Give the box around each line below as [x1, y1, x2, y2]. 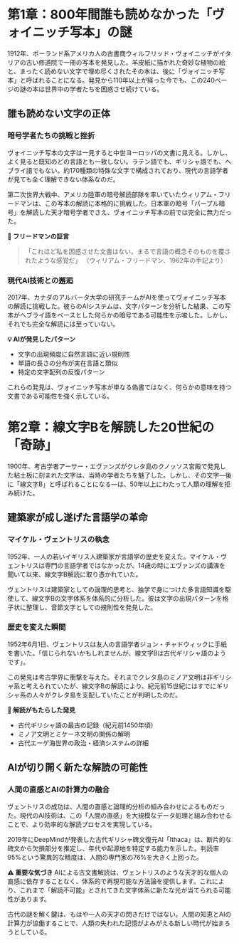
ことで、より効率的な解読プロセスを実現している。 [7, 820, 156, 828]
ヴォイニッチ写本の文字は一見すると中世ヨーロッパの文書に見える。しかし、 [7, 148, 232, 157]
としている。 [13, 927, 51, 936]
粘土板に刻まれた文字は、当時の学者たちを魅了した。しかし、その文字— [13, 470, 225, 479]
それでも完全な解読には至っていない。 [7, 320, 119, 328]
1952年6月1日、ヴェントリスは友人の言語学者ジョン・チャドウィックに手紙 [7, 640, 228, 648]
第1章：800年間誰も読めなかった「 [7, 6, 213, 23]
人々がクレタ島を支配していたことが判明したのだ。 [31, 690, 182, 699]
